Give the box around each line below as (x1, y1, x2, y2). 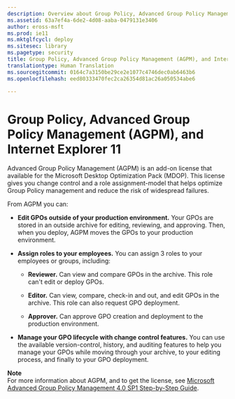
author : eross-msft (7, 23, 64, 30)
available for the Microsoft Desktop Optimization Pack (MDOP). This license (7, 172, 225, 180)
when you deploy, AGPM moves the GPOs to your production (17, 228, 194, 237)
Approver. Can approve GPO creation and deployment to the (27, 312, 204, 321)
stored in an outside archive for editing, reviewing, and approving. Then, (17, 221, 225, 229)
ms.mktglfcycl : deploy (7, 36, 73, 43)
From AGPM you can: (7, 200, 69, 208)
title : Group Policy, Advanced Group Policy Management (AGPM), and (7, 56, 211, 63)
